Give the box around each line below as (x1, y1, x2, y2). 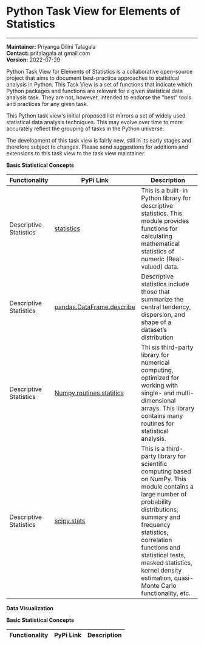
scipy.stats (54, 516, 86, 525)
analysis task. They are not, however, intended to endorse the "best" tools (6, 93, 192, 101)
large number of (141, 490, 187, 498)
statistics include (141, 280, 189, 288)
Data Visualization (6, 604, 53, 612)
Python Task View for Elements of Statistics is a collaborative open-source (6, 68, 193, 75)
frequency (141, 520, 171, 529)
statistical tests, (141, 551, 186, 559)
